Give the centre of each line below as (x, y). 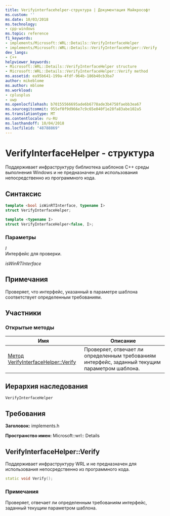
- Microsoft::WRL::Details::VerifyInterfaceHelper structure (71, 67)
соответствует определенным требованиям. (54, 297)
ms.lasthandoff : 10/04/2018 (35, 123)
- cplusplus (18, 95)
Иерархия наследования (47, 386)
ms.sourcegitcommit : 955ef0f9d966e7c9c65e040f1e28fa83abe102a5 (73, 109)
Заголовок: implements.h (32, 426)
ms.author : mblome (25, 85)
